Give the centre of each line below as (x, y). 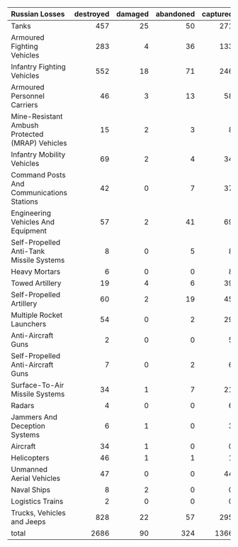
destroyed (92, 14)
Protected (27, 134)
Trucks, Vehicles (38, 513)
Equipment (29, 231)
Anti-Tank (28, 251)
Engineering (31, 213)
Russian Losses (38, 14)
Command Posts (38, 175)
